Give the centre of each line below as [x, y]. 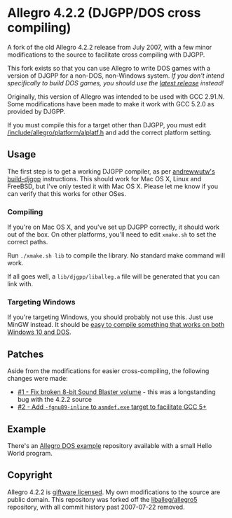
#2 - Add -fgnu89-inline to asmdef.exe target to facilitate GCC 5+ [112, 407]
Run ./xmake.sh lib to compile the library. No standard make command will [116, 255]
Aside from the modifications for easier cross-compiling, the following [108, 371]
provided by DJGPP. [36, 111]
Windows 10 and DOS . [39, 332]
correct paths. [28, 242]
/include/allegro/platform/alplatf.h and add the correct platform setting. [110, 132]
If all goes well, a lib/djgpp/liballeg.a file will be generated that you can [114, 276]
